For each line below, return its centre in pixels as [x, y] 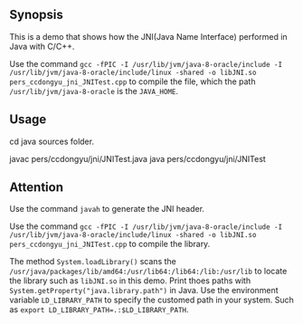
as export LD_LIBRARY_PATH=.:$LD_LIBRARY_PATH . [99, 310]
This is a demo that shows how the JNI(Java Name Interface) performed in [148, 36]
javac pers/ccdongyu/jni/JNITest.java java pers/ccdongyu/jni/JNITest [138, 158]
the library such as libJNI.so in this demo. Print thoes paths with [130, 281]
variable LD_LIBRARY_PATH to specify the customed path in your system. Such [151, 300]
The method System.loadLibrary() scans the [93, 262]
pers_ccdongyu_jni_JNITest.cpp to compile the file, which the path [133, 81]
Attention [36, 188]
